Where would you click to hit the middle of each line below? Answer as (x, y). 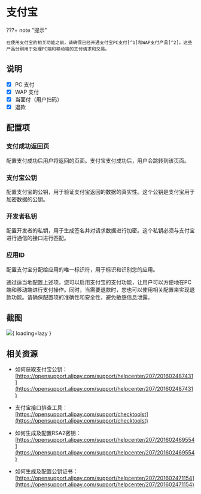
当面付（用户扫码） (39, 99)
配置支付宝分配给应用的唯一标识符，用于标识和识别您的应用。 (82, 269)
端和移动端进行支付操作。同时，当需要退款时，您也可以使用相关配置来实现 (98, 289)
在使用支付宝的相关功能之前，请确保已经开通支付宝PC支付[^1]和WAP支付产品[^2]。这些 (99, 43)
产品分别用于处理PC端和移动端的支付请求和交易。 (58, 49)
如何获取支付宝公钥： (41, 369)
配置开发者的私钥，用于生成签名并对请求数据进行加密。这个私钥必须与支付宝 (100, 230)
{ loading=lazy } (32, 333)
